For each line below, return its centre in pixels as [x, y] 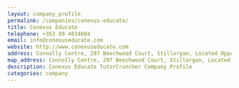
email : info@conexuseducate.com [55, 40]
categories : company [38, 73]
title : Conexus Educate [43, 27]
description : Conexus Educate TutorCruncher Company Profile [100, 67]
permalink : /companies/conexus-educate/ [68, 21]
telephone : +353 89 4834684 [49, 34]
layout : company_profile [44, 14]
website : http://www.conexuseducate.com [68, 47]
